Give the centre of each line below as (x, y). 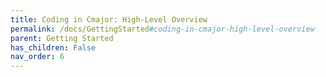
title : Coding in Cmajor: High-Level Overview (109, 19)
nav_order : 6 (37, 57)
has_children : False (53, 47)
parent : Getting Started (62, 38)
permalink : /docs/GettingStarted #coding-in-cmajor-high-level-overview (162, 29)
